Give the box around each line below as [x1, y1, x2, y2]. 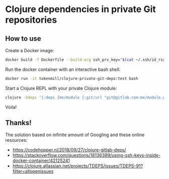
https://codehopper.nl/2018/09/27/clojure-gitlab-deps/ [12, 147, 127, 153]
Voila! [5, 104, 17, 110]
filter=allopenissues [12, 168, 54, 174]
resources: [5, 137, 28, 143]
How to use [5, 34, 41, 43]
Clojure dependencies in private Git [5, 4, 156, 15]
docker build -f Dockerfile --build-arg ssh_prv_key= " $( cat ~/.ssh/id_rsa [5, 57, 165, 62]
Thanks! [5, 119, 32, 127]
